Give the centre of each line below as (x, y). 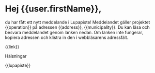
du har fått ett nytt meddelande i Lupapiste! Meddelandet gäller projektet (77, 22)
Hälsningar (16, 56)
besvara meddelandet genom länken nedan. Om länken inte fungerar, (74, 32)
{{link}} (12, 47)
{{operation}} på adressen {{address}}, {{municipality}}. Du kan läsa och (77, 27)
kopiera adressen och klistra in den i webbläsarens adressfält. (67, 37)
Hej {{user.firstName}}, (53, 9)
